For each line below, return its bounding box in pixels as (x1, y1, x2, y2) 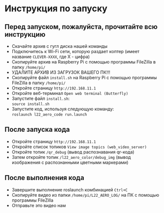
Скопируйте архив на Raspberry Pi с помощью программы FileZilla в (11, 59, 156, 64)
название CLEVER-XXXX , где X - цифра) (11, 54, 90, 60)
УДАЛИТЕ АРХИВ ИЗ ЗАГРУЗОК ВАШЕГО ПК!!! (11, 69, 110, 75)
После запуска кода (4, 125, 70, 134)
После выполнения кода (4, 174, 85, 182)
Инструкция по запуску (4, 3, 108, 14)
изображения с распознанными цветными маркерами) (11, 159, 129, 165)
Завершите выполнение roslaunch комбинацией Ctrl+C (11, 186, 128, 192)
